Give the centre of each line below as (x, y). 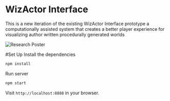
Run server (17, 73)
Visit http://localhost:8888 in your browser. (52, 93)
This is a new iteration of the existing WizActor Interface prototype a (77, 24)
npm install (18, 64)
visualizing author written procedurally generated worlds (65, 34)
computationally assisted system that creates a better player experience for (85, 29)
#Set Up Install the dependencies (40, 54)
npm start (16, 83)
